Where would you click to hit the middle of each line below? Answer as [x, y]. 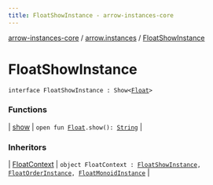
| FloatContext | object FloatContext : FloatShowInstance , [105, 165]
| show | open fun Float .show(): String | [75, 127]
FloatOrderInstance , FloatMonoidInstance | [79, 172]
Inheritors [28, 147]
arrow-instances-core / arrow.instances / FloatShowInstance [106, 38]
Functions [28, 110]
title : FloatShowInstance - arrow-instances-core [91, 15]
